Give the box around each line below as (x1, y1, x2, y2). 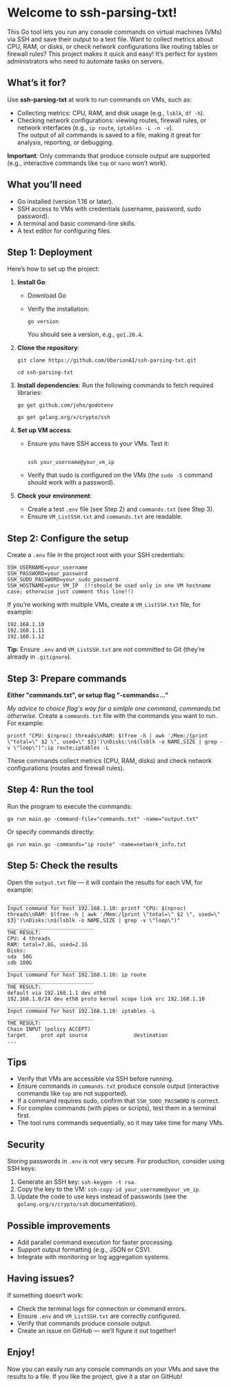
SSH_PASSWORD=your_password (7, 570, 88, 577)
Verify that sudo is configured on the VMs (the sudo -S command (27, 471, 212, 479)
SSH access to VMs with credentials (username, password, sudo (17, 204, 201, 213)
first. (17, 1112, 31, 1120)
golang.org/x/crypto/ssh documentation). (17, 1200, 137, 1208)
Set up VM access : (17, 426, 72, 434)
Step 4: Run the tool (7, 784, 94, 795)
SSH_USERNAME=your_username (7, 564, 88, 571)
